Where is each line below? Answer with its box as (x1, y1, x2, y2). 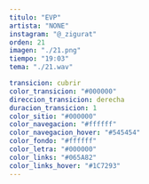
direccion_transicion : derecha (9, 95, 125, 104)
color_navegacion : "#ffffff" (9, 120, 117, 129)
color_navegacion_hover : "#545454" (9, 128, 141, 138)
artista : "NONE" (9, 21, 69, 30)
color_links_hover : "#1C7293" (9, 161, 122, 170)
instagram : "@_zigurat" (9, 29, 98, 38)
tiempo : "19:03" (9, 54, 69, 63)
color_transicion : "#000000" (9, 86, 117, 96)
